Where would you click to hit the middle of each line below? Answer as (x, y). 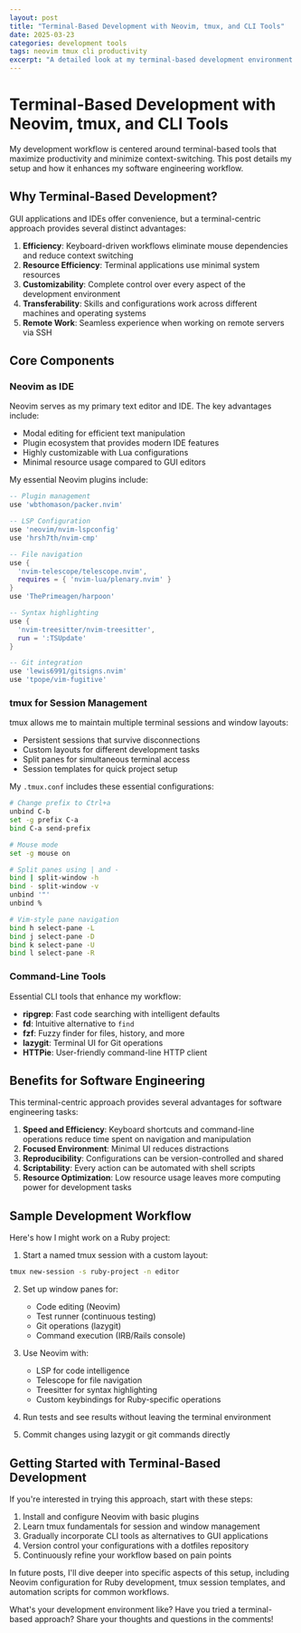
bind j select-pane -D (52, 937)
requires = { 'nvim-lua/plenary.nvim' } (94, 580)
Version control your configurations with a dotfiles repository (136, 1545)
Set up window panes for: (71, 1289)
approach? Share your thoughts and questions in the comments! (154, 1619)
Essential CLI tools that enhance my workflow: (95, 996)
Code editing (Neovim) (78, 1307)
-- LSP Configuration (50, 522)
